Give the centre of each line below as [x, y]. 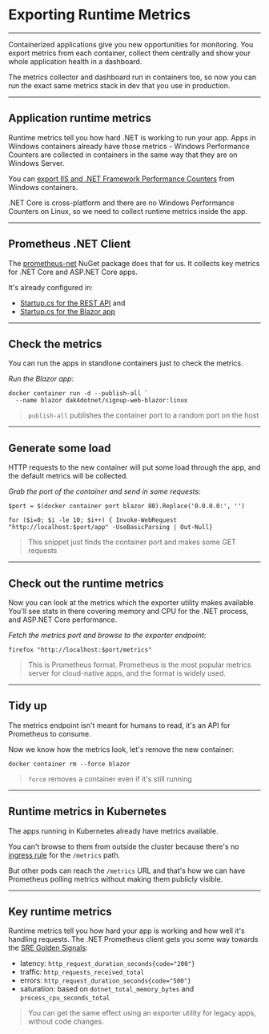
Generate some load [60, 448]
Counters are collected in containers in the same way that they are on [123, 155]
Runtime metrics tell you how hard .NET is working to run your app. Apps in [132, 137]
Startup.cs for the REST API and [72, 303]
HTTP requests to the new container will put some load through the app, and [134, 467]
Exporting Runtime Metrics [99, 15]
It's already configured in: [51, 287]
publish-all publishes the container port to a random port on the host [143, 415]
